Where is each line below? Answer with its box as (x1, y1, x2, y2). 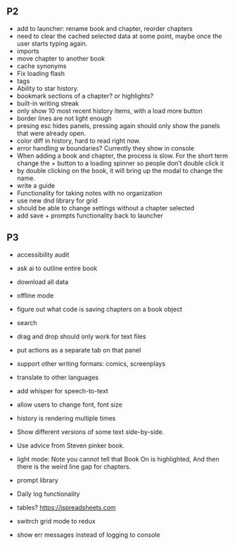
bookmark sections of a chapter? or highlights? (16, 91, 154, 100)
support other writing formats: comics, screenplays (16, 359, 166, 368)
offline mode (16, 291, 54, 300)
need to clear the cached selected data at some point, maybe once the (16, 32, 222, 40)
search (16, 318, 37, 326)
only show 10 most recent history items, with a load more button (16, 106, 203, 115)
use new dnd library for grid (16, 196, 98, 205)
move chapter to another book (16, 54, 105, 63)
